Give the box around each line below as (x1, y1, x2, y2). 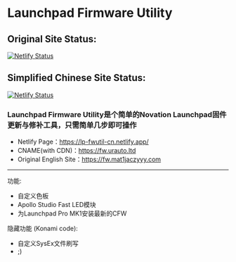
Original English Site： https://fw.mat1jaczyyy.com (17, 155, 162, 163)
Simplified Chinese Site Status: (7, 72, 146, 84)
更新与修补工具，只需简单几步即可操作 (7, 120, 137, 130)
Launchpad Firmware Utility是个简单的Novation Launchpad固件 (7, 109, 227, 119)
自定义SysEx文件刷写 (17, 239, 79, 248)
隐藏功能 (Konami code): (7, 224, 79, 233)
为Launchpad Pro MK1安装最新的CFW (17, 209, 127, 218)
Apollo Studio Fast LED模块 (17, 201, 96, 209)
